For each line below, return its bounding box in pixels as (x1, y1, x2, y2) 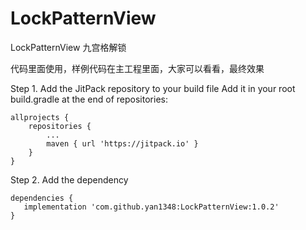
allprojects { (10, 112, 70, 122)
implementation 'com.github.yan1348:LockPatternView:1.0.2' (23, 202, 280, 212)
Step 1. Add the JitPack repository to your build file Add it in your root (10, 82, 296, 94)
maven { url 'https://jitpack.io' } (46, 138, 199, 149)
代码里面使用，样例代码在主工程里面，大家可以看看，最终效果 (10, 62, 265, 74)
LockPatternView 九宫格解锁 (10, 41, 127, 53)
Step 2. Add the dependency (10, 173, 129, 186)
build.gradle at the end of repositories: (10, 93, 168, 105)
